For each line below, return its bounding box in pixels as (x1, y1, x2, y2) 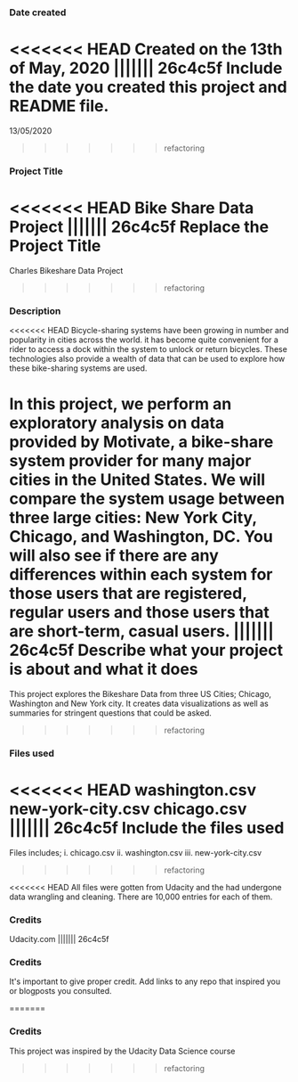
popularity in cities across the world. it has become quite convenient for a (9, 334, 278, 345)
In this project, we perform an (9, 394, 232, 414)
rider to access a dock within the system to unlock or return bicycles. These (9, 344, 287, 355)
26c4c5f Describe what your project (9, 640, 283, 660)
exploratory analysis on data (9, 413, 225, 433)
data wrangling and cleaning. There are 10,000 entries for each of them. (9, 891, 273, 902)
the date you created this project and (9, 78, 287, 97)
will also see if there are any (9, 545, 220, 566)
